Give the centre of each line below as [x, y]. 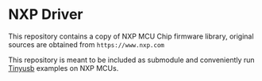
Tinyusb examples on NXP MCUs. [64, 68]
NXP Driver [46, 15]
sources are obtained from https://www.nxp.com [87, 44]
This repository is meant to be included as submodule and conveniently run [132, 60]
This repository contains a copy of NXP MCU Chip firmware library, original [131, 36]
